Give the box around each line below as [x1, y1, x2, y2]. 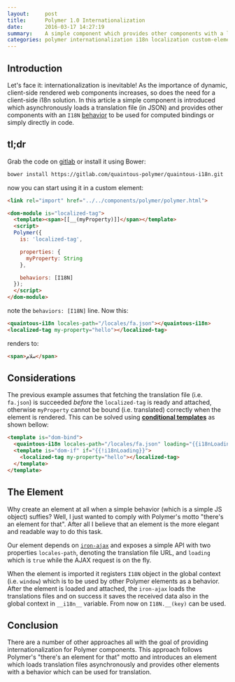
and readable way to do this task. [7, 527, 104, 535]
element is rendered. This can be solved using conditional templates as [7, 413, 215, 422]
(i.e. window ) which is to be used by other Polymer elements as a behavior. [7, 577, 220, 585]
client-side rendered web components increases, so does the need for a [7, 88, 215, 97]
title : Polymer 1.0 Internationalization [7, 17, 145, 24]
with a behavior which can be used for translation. [7, 668, 152, 676]
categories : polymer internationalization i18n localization [7, 36, 190, 44]
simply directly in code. [7, 118, 75, 126]
